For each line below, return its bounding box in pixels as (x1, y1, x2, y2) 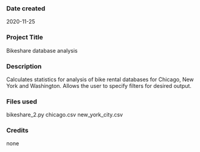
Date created (6, 4, 46, 13)
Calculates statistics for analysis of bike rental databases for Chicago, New (6, 76, 195, 83)
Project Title (6, 33, 44, 42)
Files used (6, 97, 38, 105)
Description (6, 62, 42, 70)
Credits (6, 126, 29, 134)
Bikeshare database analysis (6, 47, 78, 54)
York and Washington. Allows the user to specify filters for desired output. (6, 82, 191, 89)
